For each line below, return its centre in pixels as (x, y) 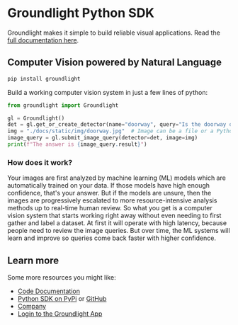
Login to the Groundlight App (60, 314)
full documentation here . (43, 40)
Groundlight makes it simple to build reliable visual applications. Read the (114, 33)
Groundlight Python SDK (81, 13)
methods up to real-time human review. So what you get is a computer (110, 208)
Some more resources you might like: (62, 277)
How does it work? (40, 162)
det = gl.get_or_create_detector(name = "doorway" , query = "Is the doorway (117, 125)
